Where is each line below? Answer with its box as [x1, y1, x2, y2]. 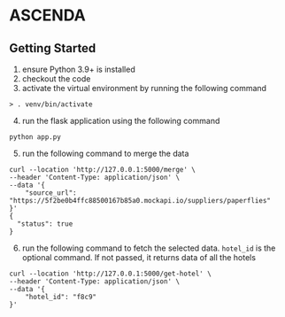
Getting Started [9, 41, 96, 56]
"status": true [17, 220, 73, 228]
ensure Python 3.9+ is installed [21, 64, 135, 74]
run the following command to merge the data [21, 148, 189, 158]
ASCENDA [9, 5, 86, 26]
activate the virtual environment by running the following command [21, 83, 267, 93]
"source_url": [25, 189, 77, 197]
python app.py [9, 133, 62, 142]
